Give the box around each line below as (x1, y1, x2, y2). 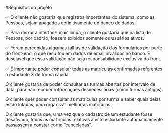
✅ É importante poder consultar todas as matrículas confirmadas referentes (5, 65, 163, 72)
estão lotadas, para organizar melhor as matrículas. (5, 102, 112, 107)
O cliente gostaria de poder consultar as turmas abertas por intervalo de (5, 81, 156, 87)
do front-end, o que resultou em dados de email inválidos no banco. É (5, 50, 150, 56)
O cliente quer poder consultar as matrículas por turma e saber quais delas (5, 96, 161, 102)
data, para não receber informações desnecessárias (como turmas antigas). (5, 87, 163, 92)
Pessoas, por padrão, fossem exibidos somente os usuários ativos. (5, 35, 145, 41)
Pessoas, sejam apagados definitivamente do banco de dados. (5, 20, 136, 26)
